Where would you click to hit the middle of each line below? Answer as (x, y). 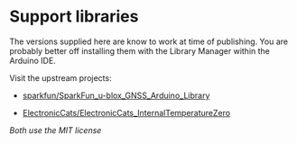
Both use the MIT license (56, 130)
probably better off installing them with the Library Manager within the (140, 50)
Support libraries (74, 17)
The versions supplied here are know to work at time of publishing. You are (149, 41)
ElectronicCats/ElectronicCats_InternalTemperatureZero (126, 112)
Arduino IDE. (32, 60)
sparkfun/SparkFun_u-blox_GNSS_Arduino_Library (116, 95)
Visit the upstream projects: (60, 77)
